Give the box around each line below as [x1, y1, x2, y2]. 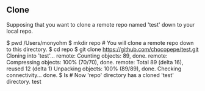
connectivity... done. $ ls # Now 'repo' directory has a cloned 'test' [6, 71, 174, 78]
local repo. [6, 27, 34, 35]
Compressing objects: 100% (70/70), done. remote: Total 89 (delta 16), [6, 58, 184, 66]
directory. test [6, 78, 41, 85]
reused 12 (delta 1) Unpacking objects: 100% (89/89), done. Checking [6, 65, 182, 72]
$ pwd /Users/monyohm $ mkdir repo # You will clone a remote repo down [6, 39, 194, 46]
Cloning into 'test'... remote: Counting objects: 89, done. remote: [6, 52, 168, 59]
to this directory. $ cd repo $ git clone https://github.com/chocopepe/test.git [6, 45, 199, 53]
